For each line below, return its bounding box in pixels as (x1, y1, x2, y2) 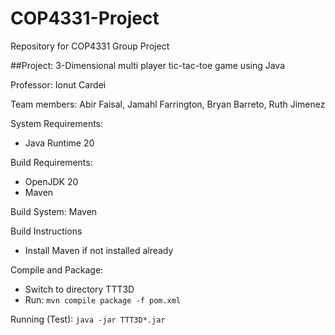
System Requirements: (10, 117, 104, 129)
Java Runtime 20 (24, 137, 95, 149)
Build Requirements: (10, 156, 93, 168)
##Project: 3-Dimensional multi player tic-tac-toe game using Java (10, 59, 286, 71)
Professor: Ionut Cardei (10, 78, 107, 91)
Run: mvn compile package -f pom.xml (24, 293, 182, 306)
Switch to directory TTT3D (24, 283, 135, 295)
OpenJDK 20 (24, 175, 79, 187)
